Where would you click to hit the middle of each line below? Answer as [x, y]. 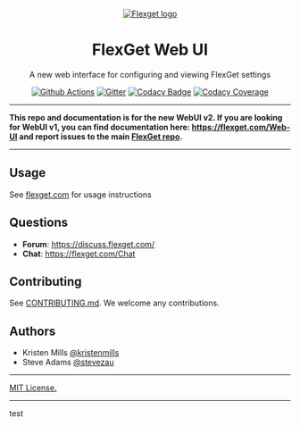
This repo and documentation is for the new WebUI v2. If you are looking [146, 117]
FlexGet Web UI [150, 50]
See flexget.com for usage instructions [80, 194]
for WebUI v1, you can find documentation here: [100, 127]
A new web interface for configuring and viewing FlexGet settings [150, 74]
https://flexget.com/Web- [241, 127]
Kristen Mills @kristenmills [71, 353]
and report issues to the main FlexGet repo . [101, 136]
